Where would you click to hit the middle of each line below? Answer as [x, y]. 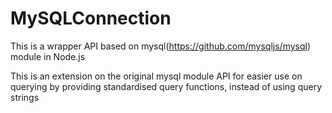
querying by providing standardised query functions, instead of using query [166, 86]
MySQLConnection [91, 18]
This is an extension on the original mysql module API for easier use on [156, 76]
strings [25, 97]
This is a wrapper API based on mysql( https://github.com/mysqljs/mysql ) [161, 46]
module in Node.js [48, 56]
